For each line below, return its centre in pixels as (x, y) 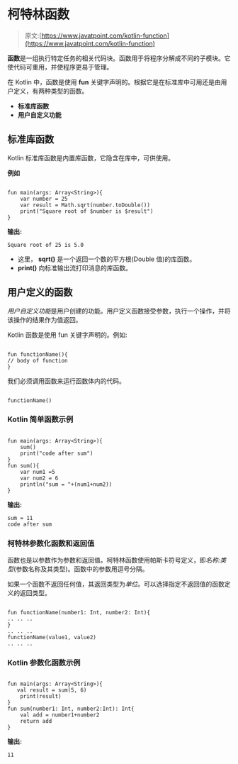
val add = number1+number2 (60, 715)
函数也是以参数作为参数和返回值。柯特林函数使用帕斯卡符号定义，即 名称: (114, 560)
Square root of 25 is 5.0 (45, 245)
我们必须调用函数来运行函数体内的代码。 (66, 381)
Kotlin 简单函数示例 (40, 419)
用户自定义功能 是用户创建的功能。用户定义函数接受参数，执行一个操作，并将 (119, 311)
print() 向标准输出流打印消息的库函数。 (75, 267)
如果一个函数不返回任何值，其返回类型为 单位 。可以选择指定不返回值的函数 (116, 584)
